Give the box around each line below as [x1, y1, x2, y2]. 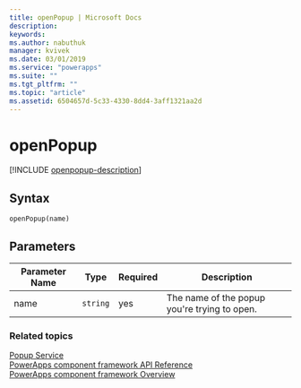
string [82, 297, 110, 308]
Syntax [9, 190, 50, 206]
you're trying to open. [166, 302, 258, 315]
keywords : [9, 30, 47, 39]
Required [117, 271, 159, 283]
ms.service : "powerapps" [9, 64, 102, 73]
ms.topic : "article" [9, 88, 87, 97]
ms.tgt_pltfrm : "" [9, 80, 78, 89]
